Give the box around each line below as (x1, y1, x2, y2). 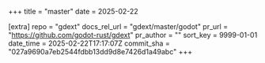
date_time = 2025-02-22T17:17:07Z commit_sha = (8, 39, 170, 48)
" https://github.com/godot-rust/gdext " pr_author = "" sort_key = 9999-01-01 (8, 31, 258, 39)
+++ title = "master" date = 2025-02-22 (8, 7, 138, 16)
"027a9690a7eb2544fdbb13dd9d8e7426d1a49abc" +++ (8, 47, 192, 56)
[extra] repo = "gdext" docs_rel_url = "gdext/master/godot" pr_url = (8, 22, 228, 31)
